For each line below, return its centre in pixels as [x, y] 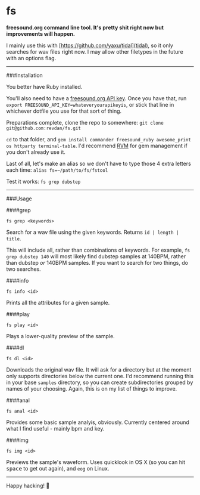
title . [14, 238]
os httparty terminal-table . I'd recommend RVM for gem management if [97, 146]
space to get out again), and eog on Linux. [58, 468]
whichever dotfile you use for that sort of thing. [64, 111]
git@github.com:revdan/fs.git [44, 128]
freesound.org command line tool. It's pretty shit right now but [85, 27]
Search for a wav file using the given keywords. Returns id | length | [93, 232]
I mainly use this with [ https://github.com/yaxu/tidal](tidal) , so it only [90, 45]
